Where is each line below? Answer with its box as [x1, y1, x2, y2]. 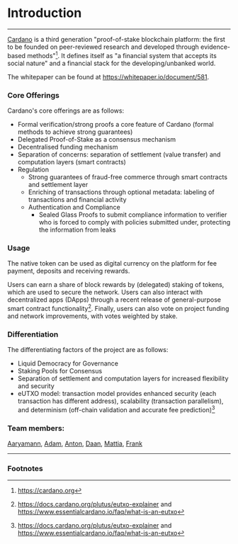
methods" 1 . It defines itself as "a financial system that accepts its [27, 50, 217, 59]
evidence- [200, 42, 231, 51]
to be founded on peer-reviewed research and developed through [7, 42, 200, 51]
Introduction [7, 5, 82, 21]
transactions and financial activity [28, 195, 127, 203]
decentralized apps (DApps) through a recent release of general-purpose [7, 295, 222, 304]
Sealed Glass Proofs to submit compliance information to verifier [38, 210, 227, 219]
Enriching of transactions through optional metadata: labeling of [28, 188, 215, 196]
